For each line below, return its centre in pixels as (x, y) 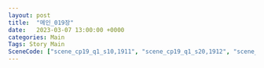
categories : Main (37, 37)
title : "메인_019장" (41, 23)
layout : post (29, 15)
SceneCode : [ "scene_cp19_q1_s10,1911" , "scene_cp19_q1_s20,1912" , (119, 52)
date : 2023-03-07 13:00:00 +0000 (66, 30)
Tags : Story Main (37, 45)
